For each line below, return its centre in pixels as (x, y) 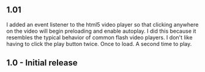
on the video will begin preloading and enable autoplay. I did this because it (101, 31)
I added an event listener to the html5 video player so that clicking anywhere (102, 24)
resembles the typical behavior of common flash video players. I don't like (99, 37)
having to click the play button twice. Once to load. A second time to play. (99, 44)
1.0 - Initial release (42, 63)
